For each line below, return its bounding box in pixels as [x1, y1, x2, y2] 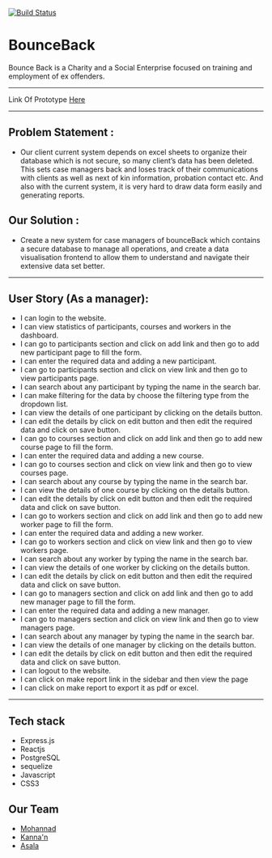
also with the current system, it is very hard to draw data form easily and [19, 181, 262, 191]
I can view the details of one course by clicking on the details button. [19, 486, 250, 495]
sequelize [19, 762, 53, 771]
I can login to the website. [19, 313, 107, 323]
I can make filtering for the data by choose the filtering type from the [19, 391, 249, 401]
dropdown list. [19, 399, 69, 409]
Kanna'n [19, 832, 49, 842]
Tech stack [8, 714, 66, 728]
